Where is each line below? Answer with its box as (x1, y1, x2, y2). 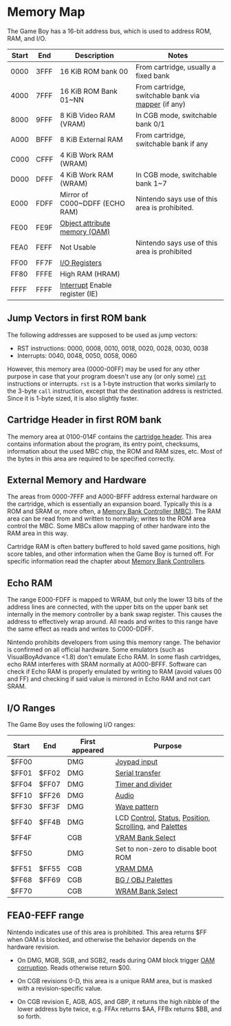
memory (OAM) (59, 227, 111, 237)
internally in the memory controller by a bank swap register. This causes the (7, 610, 222, 618)
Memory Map (7, 4, 85, 20)
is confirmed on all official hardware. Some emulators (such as (7, 645, 184, 654)
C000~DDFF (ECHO (59, 198, 125, 208)
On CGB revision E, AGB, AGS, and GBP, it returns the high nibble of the (16, 997, 220, 1005)
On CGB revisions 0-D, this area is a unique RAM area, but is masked (16, 976, 212, 985)
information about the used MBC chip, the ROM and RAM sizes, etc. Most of (7, 447, 223, 455)
